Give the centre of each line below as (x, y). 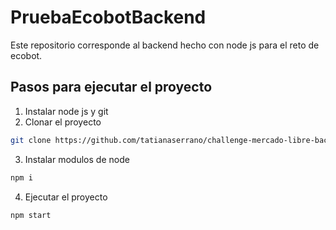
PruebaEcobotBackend (108, 17)
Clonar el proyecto (63, 122)
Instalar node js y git (66, 111)
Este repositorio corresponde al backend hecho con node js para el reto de (165, 45)
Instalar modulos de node (77, 159)
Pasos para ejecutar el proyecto (111, 87)
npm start (31, 215)
